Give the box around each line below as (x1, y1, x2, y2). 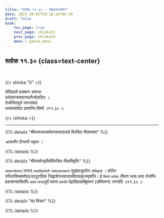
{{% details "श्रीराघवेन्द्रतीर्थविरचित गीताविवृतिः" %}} (5, 158, 90, 164)
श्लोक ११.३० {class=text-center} (5, 57, 101, 65)
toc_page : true (14, 25, 45, 30)
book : (5, 20, 16, 26)
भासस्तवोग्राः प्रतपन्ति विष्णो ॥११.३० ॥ (5, 105, 63, 111)
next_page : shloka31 (14, 30, 56, 35)
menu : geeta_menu (14, 39, 51, 44)
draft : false (5, 16, 32, 21)
